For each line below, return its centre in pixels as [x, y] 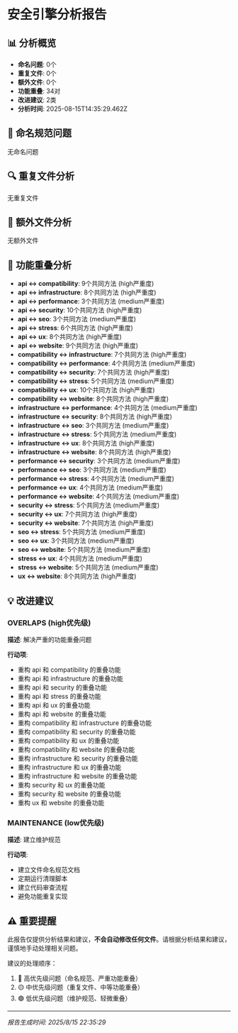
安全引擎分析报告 [57, 15]
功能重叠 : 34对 [39, 91]
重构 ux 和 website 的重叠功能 [61, 802]
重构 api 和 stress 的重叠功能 [59, 696]
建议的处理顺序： [32, 963]
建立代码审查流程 [42, 888]
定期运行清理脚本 [42, 879]
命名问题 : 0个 [37, 64]
